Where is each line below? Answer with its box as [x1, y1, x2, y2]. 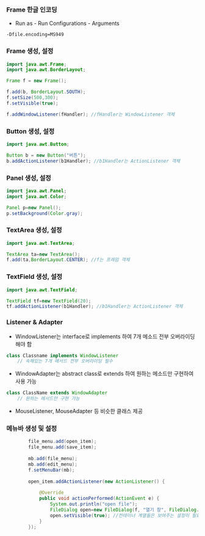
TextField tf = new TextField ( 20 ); [6, 298, 92, 304]
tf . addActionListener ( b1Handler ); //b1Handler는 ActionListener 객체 [6, 303, 183, 310]
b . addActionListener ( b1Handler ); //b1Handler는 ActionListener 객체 [6, 158, 181, 164]
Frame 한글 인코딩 [6, 5, 57, 13]
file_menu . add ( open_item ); [28, 439, 97, 445]
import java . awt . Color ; [6, 193, 67, 199]
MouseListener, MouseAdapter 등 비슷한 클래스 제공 [15, 408, 143, 415]
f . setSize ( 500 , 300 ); [6, 95, 59, 101]
